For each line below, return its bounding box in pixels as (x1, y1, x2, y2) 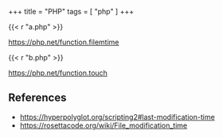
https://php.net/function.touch (8, 68, 108, 78)
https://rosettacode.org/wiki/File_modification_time (19, 121, 188, 130)
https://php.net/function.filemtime (8, 37, 119, 47)
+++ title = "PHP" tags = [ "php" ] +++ (8, 7, 134, 16)
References (8, 91, 67, 105)
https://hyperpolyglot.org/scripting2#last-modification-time (19, 112, 215, 121)
